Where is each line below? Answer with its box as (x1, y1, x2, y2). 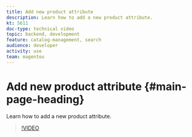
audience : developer (6, 43, 59, 49)
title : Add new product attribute (6, 8, 94, 15)
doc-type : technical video (6, 25, 74, 32)
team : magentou (6, 54, 45, 60)
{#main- (144, 80, 187, 94)
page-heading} (6, 92, 85, 106)
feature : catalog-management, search (6, 37, 102, 43)
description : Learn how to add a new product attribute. (6, 14, 153, 21)
